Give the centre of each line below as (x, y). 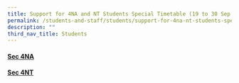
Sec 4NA (21, 56)
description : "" (31, 27)
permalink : (23, 21)
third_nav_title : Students (47, 34)
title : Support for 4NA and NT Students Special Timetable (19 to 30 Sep (119, 14)
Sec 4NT (21, 72)
